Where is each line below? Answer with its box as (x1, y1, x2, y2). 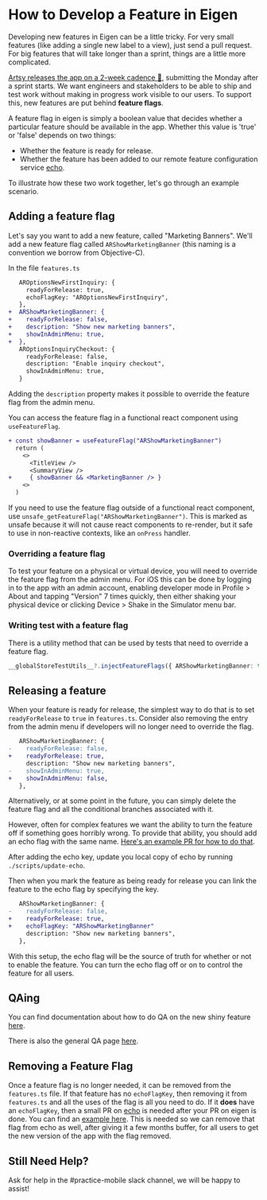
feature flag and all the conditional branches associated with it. (8, 805, 215, 814)
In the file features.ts (8, 263, 80, 272)
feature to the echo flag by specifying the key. (8, 885, 159, 894)
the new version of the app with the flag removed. (8, 1132, 172, 1141)
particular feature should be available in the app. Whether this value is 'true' (8, 122, 257, 131)
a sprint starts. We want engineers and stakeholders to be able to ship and (8, 81, 252, 91)
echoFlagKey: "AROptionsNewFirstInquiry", (25, 293, 169, 302)
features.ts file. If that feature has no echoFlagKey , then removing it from (8, 1089, 248, 1099)
